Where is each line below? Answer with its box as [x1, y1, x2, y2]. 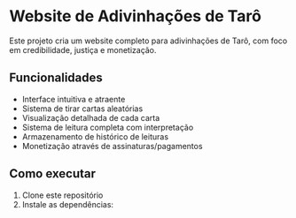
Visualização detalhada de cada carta [21, 112, 160, 123]
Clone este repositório [21, 190, 104, 200]
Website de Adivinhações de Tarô [9, 6, 261, 26]
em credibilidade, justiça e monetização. [9, 44, 157, 55]
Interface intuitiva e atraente [21, 94, 126, 104]
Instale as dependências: [21, 199, 113, 209]
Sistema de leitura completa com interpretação [21, 122, 194, 132]
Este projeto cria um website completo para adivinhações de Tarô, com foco [9, 35, 288, 46]
